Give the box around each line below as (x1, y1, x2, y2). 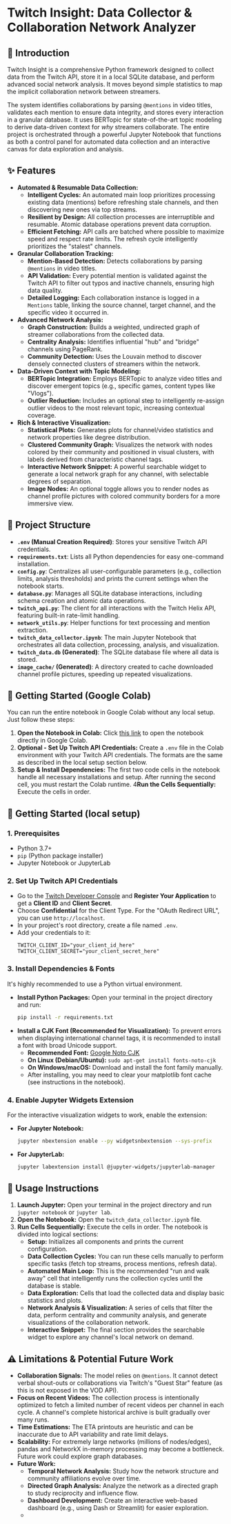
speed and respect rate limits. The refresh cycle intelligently (27, 234, 198, 243)
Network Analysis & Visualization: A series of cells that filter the (27, 1303, 212, 1312)
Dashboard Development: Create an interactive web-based (27, 1496, 198, 1505)
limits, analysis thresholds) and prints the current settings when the (17, 574, 209, 582)
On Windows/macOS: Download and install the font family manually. (27, 1063, 223, 1071)
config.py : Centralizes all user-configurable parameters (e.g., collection (17, 567, 222, 575)
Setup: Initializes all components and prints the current (27, 1238, 184, 1246)
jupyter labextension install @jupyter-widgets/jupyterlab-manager (17, 1163, 215, 1170)
